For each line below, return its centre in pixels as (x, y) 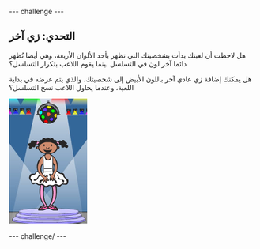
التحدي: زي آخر (42, 36)
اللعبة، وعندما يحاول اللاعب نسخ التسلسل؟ (72, 87)
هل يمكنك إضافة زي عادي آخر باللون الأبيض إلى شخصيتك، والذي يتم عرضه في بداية (130, 79)
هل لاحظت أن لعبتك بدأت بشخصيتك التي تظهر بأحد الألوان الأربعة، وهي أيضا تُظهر (127, 55)
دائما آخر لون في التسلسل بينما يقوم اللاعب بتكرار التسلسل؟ (98, 63)
